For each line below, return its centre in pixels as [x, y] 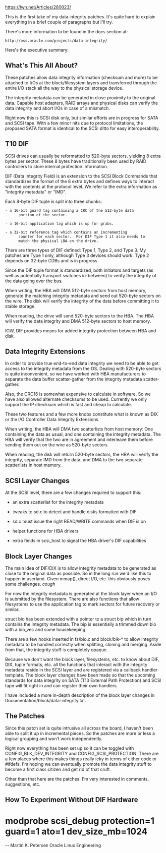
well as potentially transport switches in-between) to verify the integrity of [81, 275]
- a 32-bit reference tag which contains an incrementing [66, 232]
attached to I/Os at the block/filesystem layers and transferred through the [81, 83]
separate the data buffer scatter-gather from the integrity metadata [74, 379]
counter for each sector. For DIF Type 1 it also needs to [82, 237]
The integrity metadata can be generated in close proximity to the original [80, 97]
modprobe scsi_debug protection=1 [80, 821]
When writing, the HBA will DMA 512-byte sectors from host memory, [76, 290]
